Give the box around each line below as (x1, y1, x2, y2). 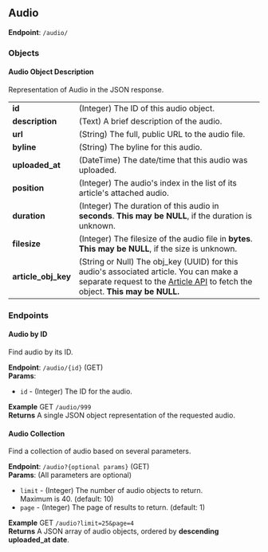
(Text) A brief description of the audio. (78, 115, 223, 127)
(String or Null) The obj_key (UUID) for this (78, 256, 238, 267)
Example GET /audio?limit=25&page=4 (8, 518, 134, 528)
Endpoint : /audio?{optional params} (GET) (8, 462, 150, 472)
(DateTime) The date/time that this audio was (78, 155, 248, 166)
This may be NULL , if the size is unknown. (78, 243, 238, 254)
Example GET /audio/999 (8, 402, 92, 412)
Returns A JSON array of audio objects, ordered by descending (8, 527, 219, 536)
